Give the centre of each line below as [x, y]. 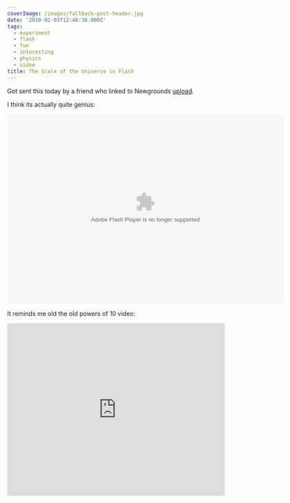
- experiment [32, 33]
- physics [27, 59]
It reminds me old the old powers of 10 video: [71, 313]
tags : [15, 26]
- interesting [33, 52]
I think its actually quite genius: [51, 104]
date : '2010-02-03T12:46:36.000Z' [57, 20]
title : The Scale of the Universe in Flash [71, 71]
